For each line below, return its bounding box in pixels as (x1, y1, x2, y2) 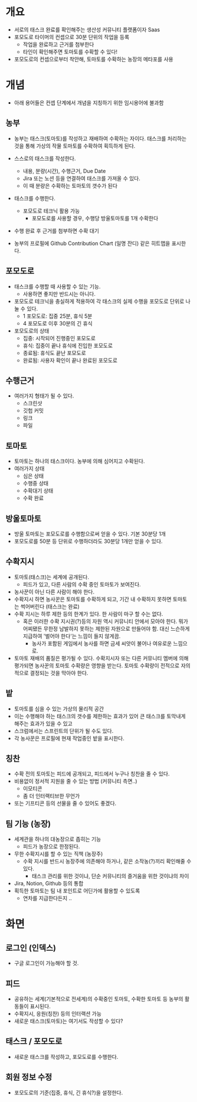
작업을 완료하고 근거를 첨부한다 (22, 41, 94, 48)
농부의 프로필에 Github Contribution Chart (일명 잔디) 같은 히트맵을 (14, 240, 170, 247)
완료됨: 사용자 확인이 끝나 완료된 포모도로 (22, 357, 118, 364)
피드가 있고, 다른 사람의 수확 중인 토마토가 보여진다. (22, 581, 141, 588)
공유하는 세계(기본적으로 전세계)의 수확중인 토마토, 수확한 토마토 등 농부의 (14, 996, 183, 1002)
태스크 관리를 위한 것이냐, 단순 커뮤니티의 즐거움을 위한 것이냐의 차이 (31, 872, 189, 880)
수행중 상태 (22, 480, 48, 487)
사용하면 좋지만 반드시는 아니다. (22, 290, 96, 297)
